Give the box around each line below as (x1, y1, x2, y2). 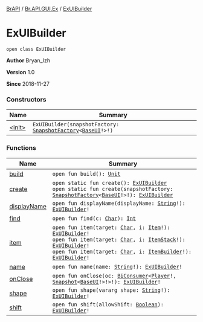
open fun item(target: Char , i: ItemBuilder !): (52, 248, 192, 255)
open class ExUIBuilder (6, 46, 66, 52)
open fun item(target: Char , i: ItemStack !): (52, 236, 185, 243)
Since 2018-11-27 (6, 80, 50, 87)
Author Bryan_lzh (6, 57, 51, 64)
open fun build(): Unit (52, 170, 121, 177)
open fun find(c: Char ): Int (52, 214, 137, 222)
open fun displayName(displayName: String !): (52, 199, 185, 207)
